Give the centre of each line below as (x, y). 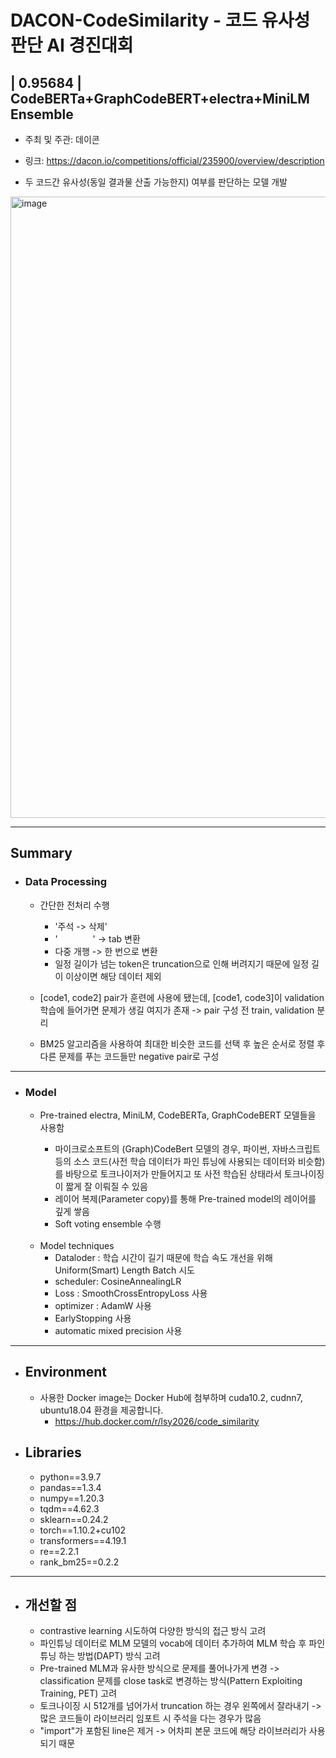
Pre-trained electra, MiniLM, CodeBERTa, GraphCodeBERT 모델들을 (178, 1115)
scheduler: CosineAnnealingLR (118, 1281)
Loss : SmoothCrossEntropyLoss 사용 (131, 1293)
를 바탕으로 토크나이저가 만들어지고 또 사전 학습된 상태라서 (168, 1173)
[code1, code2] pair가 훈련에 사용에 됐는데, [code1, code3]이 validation (182, 997)
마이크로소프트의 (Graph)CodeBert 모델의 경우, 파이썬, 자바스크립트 (187, 1148)
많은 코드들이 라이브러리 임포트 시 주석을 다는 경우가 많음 (150, 1718)
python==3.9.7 (70, 1477)
